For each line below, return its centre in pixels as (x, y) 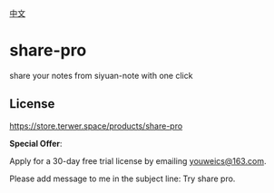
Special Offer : (36, 143)
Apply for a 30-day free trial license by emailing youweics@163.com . (138, 160)
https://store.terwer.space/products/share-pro (96, 126)
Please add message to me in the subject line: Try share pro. (122, 179)
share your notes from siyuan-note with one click (101, 75)
